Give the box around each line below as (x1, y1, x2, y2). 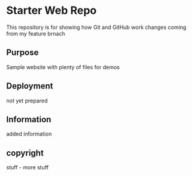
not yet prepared (6, 97, 48, 104)
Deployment (6, 81, 54, 91)
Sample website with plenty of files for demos (6, 63, 120, 71)
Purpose (6, 48, 39, 58)
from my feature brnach (6, 30, 66, 37)
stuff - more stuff (6, 164, 49, 171)
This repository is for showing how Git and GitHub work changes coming (6, 24, 187, 31)
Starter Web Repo (6, 4, 97, 17)
